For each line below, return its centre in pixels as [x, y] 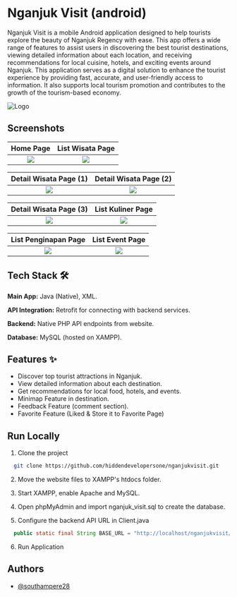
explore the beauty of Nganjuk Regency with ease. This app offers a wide [114, 40]
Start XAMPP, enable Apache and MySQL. [79, 493]
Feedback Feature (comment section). [73, 406]
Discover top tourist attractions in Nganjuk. [80, 376]
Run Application [41, 547]
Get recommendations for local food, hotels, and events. [99, 391]
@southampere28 [44, 586]
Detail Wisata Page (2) [133, 179]
